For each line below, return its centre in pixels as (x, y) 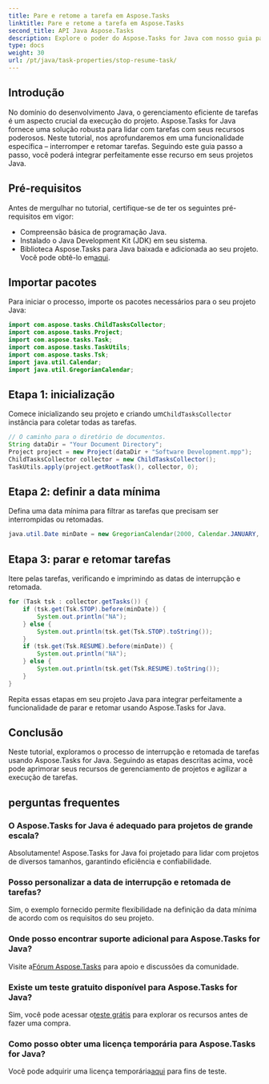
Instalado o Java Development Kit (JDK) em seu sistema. (114, 240)
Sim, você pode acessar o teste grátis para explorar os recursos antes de (128, 1015)
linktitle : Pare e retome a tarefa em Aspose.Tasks (96, 23)
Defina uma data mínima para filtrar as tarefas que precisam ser (113, 511)
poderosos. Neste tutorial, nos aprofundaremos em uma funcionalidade (126, 138)
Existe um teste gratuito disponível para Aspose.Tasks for (123, 987)
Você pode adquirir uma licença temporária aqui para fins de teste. (118, 1071)
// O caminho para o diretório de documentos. (87, 437)
